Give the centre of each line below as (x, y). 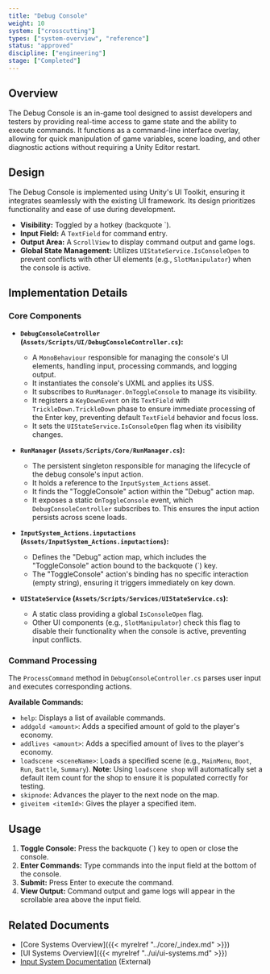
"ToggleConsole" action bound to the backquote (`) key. (125, 566)
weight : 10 (27, 23)
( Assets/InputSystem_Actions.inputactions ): (94, 542)
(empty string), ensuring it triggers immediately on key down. (133, 583)
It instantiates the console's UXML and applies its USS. (123, 383)
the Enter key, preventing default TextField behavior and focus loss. (145, 418)
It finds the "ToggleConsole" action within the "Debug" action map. (143, 492)
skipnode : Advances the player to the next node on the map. (120, 795)
